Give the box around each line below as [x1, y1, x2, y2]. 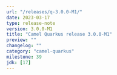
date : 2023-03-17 [6, 15, 50, 21]
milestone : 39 [6, 54, 42, 60]
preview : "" [6, 37, 36, 43]
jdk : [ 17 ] [6, 59, 32, 65]
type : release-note [6, 20, 56, 26]
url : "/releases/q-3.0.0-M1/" [6, 8, 83, 15]
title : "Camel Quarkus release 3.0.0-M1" [6, 31, 113, 37]
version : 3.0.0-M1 [6, 25, 53, 32]
